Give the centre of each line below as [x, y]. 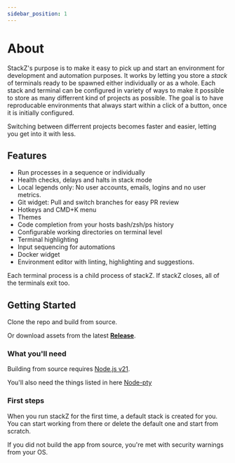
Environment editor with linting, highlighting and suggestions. [106, 262]
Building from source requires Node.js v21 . [69, 369]
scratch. [19, 431]
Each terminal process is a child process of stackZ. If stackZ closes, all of [113, 276]
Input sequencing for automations [66, 247]
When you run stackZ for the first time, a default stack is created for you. [113, 416]
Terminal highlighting [48, 240]
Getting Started [42, 305]
